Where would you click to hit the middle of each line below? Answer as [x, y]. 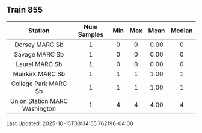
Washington [39, 108]
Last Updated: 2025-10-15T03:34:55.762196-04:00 [70, 123]
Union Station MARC [39, 101]
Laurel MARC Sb [39, 64]
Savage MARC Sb [39, 54]
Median [182, 31]
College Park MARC [39, 84]
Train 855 [25, 10]
